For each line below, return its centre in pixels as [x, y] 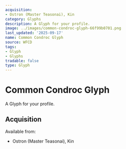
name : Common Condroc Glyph [34, 38]
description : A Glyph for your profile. [48, 24]
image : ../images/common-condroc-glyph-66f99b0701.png [63, 28]
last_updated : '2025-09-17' [34, 33]
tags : [11, 47]
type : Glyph [17, 65]
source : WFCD [19, 42]
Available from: [20, 131]
